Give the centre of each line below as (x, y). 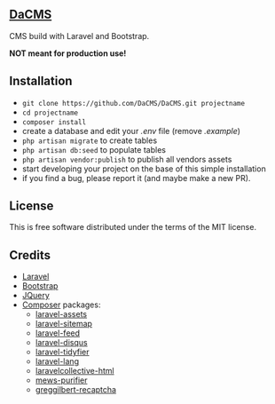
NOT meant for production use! (68, 53)
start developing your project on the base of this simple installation (144, 169)
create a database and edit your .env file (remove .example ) (131, 131)
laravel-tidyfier (63, 352)
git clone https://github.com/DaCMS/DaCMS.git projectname (134, 103)
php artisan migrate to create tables (90, 140)
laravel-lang (57, 361)
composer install (54, 122)
